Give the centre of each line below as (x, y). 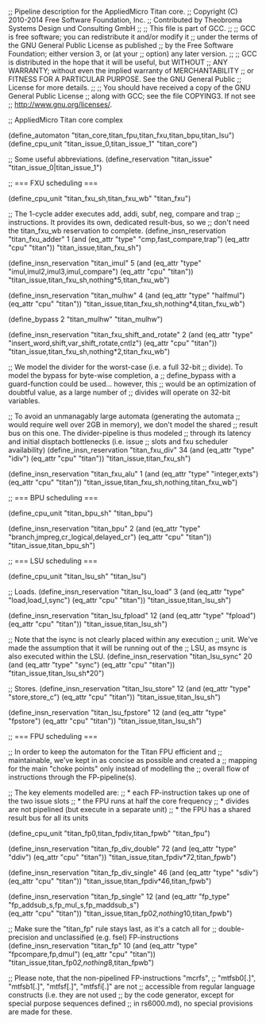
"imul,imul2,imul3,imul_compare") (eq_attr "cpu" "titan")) (101, 271)
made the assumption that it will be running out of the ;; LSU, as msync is (128, 648)
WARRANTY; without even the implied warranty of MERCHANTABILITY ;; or (131, 70)
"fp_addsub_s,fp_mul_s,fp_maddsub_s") (74, 905)
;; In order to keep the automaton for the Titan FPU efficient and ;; (115, 752)
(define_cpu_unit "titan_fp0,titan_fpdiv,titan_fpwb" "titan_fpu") (109, 833)
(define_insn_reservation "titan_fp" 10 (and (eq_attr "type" (103, 945)
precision (23, 937)
